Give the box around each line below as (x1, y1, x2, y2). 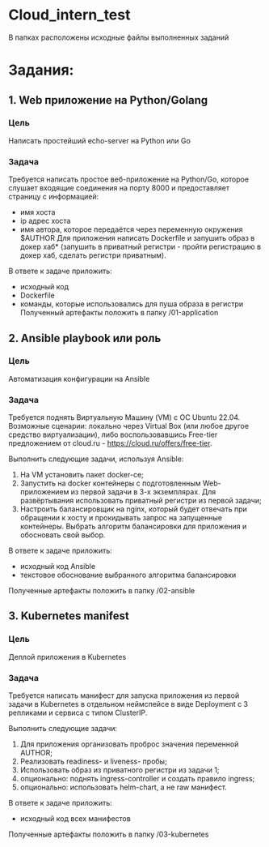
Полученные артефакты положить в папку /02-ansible (8, 586, 195, 596)
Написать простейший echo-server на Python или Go (8, 135, 191, 145)
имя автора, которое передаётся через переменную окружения (19, 225, 244, 234)
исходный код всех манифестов (19, 814, 131, 823)
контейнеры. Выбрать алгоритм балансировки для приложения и (19, 521, 247, 532)
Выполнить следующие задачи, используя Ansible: (8, 454, 184, 464)
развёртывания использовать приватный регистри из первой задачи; (19, 496, 262, 506)
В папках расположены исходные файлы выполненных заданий (8, 32, 229, 42)
